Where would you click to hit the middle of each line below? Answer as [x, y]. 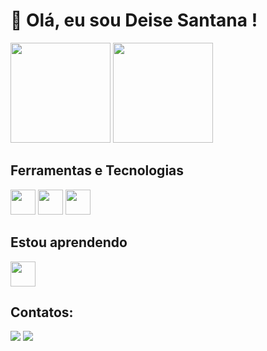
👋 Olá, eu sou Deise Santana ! [134, 20]
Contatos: [42, 312]
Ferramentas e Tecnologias [97, 170]
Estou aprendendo [69, 242]
